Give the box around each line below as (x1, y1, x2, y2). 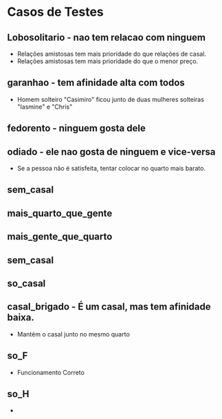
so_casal (7, 277, 46, 289)
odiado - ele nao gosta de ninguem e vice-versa (7, 146, 216, 158)
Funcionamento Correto (16, 368, 85, 376)
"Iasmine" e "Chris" (16, 103, 73, 111)
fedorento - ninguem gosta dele (7, 122, 146, 134)
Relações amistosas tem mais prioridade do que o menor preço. (16, 57, 199, 65)
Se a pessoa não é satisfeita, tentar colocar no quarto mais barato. (16, 164, 206, 173)
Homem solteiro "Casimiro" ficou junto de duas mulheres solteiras (16, 95, 205, 103)
